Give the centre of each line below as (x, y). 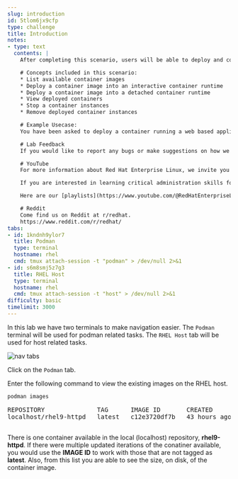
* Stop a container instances (65, 106)
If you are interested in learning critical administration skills (121, 183)
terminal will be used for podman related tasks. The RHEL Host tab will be (113, 335)
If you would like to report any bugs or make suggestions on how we (125, 151)
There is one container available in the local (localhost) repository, (104, 437)
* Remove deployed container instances (79, 112)
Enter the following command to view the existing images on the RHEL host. (118, 383)
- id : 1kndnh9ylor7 (36, 235)
